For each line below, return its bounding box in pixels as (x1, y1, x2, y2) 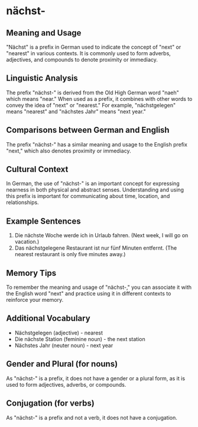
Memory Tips (6, 268, 57, 278)
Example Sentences (6, 216, 81, 226)
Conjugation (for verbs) (6, 399, 95, 409)
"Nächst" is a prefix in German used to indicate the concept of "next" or (6, 43, 181, 50)
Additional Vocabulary (6, 313, 90, 324)
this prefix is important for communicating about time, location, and (6, 193, 170, 200)
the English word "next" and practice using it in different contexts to (6, 290, 171, 297)
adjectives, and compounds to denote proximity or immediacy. (6, 56, 158, 63)
